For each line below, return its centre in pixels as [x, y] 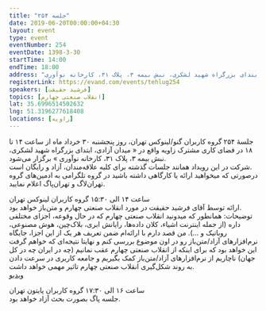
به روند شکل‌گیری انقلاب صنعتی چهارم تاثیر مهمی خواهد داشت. [102, 266]
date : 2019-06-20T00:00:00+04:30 [64, 23]
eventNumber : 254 [38, 45]
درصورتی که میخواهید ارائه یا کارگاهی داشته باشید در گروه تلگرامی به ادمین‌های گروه [133, 175]
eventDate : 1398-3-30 [45, 52]
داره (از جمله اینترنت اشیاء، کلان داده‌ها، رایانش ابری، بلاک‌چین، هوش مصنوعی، [125, 224]
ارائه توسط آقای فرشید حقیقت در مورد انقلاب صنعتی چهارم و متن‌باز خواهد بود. [125, 207]
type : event [29, 38]
